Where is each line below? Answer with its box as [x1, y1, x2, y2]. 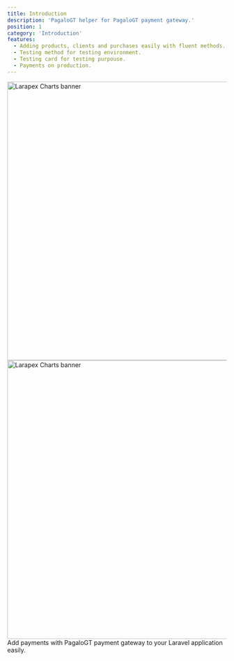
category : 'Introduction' [7, 29, 82, 37]
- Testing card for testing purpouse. [13, 56, 127, 63]
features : [7, 36, 36, 43]
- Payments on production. [13, 62, 92, 69]
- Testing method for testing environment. [13, 49, 141, 56]
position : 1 [7, 23, 42, 30]
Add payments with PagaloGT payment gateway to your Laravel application [7, 638, 223, 646]
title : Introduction [7, 10, 68, 17]
